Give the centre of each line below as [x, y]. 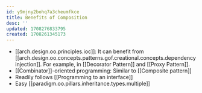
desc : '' [17, 23]
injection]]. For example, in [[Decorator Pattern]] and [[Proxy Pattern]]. [102, 65]
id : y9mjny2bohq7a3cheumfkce [43, 12]
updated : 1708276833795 [36, 29]
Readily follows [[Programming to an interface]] [74, 77]
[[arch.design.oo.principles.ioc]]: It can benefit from [79, 51]
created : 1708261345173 [36, 34]
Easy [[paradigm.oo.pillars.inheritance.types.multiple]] [83, 84]
